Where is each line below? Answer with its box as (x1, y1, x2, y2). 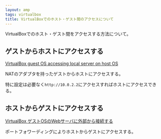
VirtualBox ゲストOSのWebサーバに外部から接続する (5, 118, 113, 124)
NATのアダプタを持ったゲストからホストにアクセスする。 (5, 71, 123, 77)
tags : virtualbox (5, 12, 41, 17)
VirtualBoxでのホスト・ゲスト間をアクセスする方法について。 (5, 31, 131, 37)
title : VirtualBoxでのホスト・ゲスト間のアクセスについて (5, 16, 114, 21)
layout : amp (5, 7, 30, 12)
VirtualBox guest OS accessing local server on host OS (5, 60, 118, 66)
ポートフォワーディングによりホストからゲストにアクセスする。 (5, 128, 136, 134)
